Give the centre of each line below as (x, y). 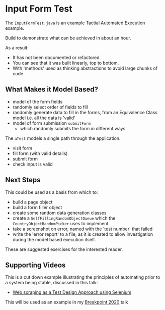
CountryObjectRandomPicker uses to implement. (61, 223)
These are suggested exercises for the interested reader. (64, 249)
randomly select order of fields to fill (50, 107)
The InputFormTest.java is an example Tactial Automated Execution (75, 23)
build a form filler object (37, 207)
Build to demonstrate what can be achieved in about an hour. (68, 38)
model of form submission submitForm (52, 123)
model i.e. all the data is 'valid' (44, 118)
